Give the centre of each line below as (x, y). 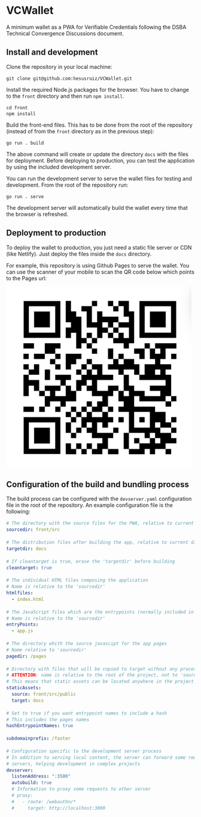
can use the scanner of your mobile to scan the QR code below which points (100, 272)
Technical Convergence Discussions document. (65, 33)
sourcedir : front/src (33, 530)
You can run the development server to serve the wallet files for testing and (99, 178)
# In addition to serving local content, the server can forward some (96, 757)
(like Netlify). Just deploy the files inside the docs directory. (79, 254)
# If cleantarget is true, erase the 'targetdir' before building (91, 561)
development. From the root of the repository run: (67, 185)
